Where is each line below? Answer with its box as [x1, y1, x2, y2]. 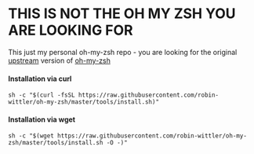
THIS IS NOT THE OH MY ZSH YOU [8, 5, 236, 23]
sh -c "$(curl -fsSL [8, 91, 76, 99]
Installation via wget [8, 115, 76, 124]
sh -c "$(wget [8, 132, 55, 140]
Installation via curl [8, 74, 72, 83]
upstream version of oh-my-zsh [8, 56, 111, 65]
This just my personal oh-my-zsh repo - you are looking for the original [8, 47, 238, 57]
